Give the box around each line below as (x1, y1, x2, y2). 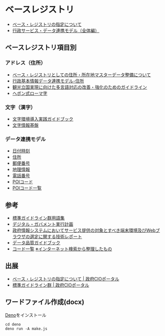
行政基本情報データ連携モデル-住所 (12, 78, 84, 84)
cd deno (5, 322, 21, 327)
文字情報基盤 (12, 122, 39, 128)
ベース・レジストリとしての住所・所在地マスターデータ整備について (12, 72, 151, 78)
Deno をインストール (5, 312, 47, 318)
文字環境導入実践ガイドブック (12, 116, 73, 122)
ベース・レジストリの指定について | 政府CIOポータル (12, 276, 119, 282)
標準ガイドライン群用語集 (12, 215, 65, 221)
